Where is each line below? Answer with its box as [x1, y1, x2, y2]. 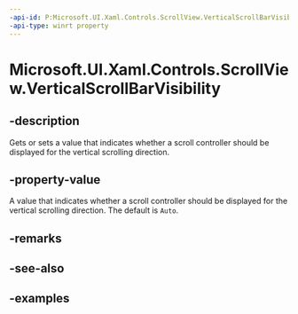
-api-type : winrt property [9, 21, 109, 30]
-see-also [9, 261, 65, 276]
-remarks [9, 231, 62, 246]
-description [9, 114, 80, 129]
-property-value [9, 172, 101, 187]
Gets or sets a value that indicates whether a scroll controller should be [9, 137, 270, 147]
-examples [9, 291, 70, 306]
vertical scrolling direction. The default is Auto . [9, 205, 179, 216]
